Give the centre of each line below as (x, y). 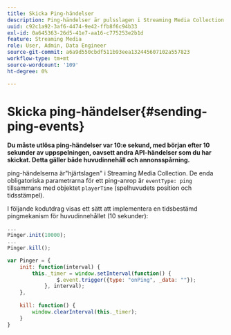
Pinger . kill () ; (29, 248)
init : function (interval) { (60, 267)
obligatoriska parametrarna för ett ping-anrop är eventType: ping (100, 181)
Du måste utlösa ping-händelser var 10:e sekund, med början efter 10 (109, 145)
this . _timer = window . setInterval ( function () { (102, 274)
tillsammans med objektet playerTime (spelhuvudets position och (100, 188)
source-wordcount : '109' (43, 65)
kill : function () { (48, 306)
